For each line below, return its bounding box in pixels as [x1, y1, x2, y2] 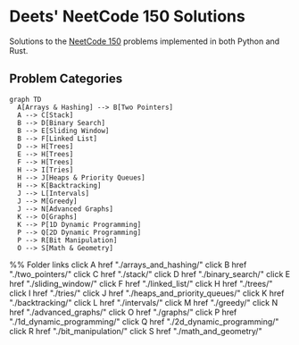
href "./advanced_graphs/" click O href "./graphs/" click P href [9, 307, 237, 317]
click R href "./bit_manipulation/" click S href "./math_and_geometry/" [9, 325, 262, 336]
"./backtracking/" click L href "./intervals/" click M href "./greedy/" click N [9, 297, 278, 307]
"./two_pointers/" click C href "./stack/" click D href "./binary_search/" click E [9, 268, 291, 279]
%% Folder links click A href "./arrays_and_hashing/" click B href [9, 259, 247, 270]
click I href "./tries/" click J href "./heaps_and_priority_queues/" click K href [9, 288, 285, 299]
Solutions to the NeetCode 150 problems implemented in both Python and [9, 36, 280, 46]
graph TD [9, 95, 42, 104]
